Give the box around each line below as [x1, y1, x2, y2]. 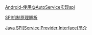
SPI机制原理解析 [5, 15, 38, 20]
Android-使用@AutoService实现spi [5, 4, 75, 10]
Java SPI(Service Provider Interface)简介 [5, 25, 87, 31]
